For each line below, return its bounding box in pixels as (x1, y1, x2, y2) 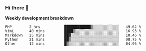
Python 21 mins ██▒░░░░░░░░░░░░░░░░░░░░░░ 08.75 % (5, 37, 141, 42)
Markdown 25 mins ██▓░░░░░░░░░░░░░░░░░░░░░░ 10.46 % (5, 33, 141, 38)
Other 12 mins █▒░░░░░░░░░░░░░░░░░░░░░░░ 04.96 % (5, 41, 141, 46)
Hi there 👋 (5, 4, 29, 11)
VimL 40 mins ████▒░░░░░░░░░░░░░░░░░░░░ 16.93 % (5, 29, 141, 34)
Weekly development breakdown (5, 15, 74, 21)
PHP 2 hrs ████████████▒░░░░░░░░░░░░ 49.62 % (5, 25, 141, 29)
